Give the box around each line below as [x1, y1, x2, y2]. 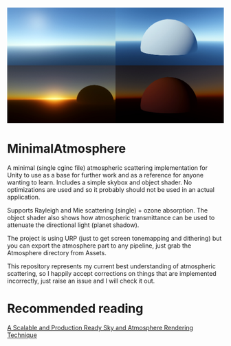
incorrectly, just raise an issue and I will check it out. [7, 277, 155, 285]
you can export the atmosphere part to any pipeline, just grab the [7, 241, 192, 250]
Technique [7, 331, 38, 339]
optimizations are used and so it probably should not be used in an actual [7, 186, 215, 194]
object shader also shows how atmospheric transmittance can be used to [7, 214, 215, 222]
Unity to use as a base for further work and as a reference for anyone [7, 171, 204, 180]
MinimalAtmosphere [7, 141, 126, 157]
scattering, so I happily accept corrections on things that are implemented [7, 270, 217, 278]
